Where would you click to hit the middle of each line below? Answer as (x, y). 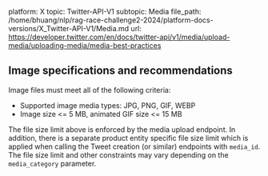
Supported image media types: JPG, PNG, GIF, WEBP (108, 105)
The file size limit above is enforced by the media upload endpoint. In (122, 129)
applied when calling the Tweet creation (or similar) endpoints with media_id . (134, 146)
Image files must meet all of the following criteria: (90, 90)
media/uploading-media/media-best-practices (85, 46)
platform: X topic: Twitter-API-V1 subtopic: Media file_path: (105, 12)
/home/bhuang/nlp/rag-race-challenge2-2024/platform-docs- (111, 20)
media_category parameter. (52, 163)
